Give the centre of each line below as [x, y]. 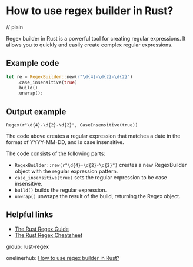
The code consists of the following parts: [56, 153]
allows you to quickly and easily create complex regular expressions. [89, 45]
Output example [36, 111]
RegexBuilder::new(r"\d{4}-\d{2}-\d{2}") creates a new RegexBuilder [101, 165]
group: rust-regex [27, 246]
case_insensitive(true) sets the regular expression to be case [91, 178]
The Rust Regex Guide [42, 229]
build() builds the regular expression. [61, 190]
